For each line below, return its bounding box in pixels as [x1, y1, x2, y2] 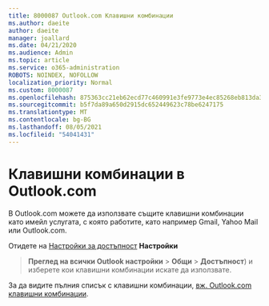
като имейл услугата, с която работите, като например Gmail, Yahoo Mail [8, 217, 259, 226]
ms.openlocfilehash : [8, 93, 78, 101]
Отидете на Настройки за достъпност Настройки [8, 240, 179, 250]
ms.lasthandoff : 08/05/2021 [8, 123, 102, 131]
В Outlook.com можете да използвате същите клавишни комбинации [8, 209, 244, 218]
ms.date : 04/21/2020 [8, 42, 78, 50]
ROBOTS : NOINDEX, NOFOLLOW [8, 71, 98, 79]
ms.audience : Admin [8, 49, 74, 57]
